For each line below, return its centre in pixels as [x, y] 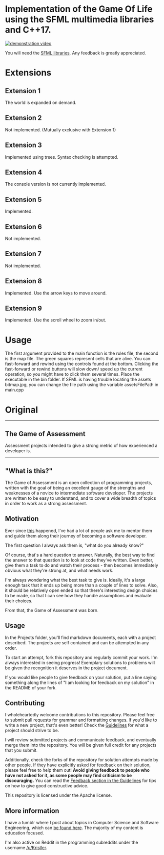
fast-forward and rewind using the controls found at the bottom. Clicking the [82, 364]
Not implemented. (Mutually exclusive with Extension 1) [61, 130]
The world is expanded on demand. [41, 102]
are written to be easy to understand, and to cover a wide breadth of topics [81, 498]
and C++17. [28, 30]
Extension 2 [23, 118]
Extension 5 [23, 199]
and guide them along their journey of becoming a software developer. [76, 536]
